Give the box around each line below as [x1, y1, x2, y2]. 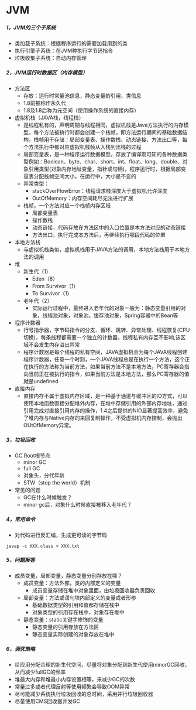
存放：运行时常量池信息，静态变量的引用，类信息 [23, 92, 142, 100]
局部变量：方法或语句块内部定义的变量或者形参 [23, 594, 136, 601]
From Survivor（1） [32, 282, 79, 290]
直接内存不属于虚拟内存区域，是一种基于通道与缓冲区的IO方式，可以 [23, 392, 188, 400]
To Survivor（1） [32, 290, 73, 297]
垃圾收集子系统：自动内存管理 [14, 54, 87, 62]
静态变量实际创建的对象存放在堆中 [32, 631, 115, 638]
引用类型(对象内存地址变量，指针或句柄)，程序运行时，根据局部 [28, 165, 181, 173]
